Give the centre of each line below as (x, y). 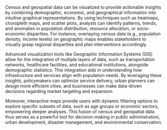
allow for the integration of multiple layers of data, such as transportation (80, 59)
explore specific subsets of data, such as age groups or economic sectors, (82, 106)
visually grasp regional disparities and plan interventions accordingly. (76, 44)
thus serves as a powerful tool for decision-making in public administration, (83, 117)
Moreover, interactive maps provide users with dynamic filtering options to (82, 101)
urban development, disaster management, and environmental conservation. (84, 122)
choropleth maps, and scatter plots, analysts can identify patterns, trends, (81, 23)
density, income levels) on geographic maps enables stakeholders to (76, 39)
